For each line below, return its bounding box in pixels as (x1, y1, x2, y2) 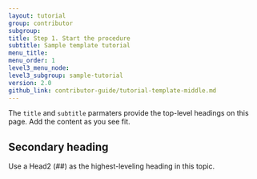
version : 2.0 (8, 79, 52, 87)
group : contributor (8, 19, 74, 27)
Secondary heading (8, 140, 109, 153)
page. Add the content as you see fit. (8, 117, 131, 127)
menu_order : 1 (8, 57, 56, 65)
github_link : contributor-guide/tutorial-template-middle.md (8, 86, 217, 95)
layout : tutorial (8, 11, 66, 20)
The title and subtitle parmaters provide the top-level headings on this (8, 108, 250, 118)
